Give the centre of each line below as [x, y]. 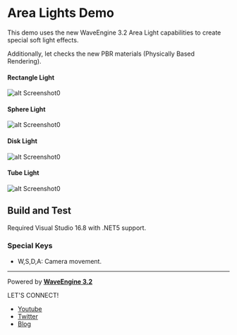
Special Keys [30, 246]
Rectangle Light [31, 77]
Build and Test [39, 211]
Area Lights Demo [61, 13]
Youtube [30, 309]
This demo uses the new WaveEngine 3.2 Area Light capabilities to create [114, 32]
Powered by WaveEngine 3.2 [50, 281]
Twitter [28, 316]
